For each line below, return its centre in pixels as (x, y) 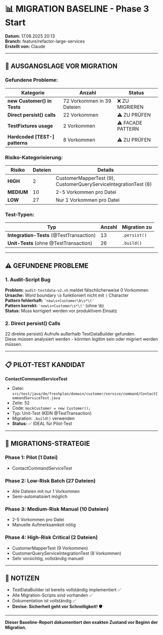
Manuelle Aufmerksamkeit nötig (44, 525)
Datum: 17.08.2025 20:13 (30, 36)
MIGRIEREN (130, 107)
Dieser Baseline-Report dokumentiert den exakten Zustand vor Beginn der (81, 622)
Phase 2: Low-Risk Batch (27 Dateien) (50, 480)
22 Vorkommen (81, 115)
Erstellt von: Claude (25, 46)
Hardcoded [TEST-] (31, 137)
